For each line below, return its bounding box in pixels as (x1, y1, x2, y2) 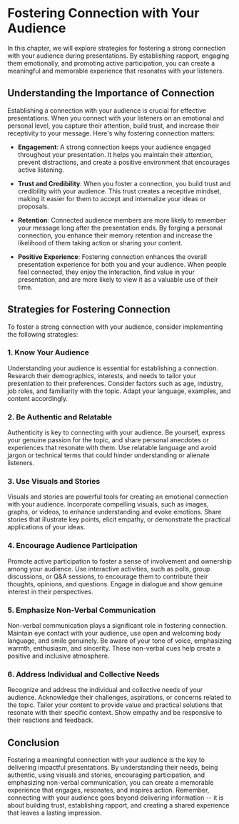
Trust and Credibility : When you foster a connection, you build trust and (17, 179, 231, 188)
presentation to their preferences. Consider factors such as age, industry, (7, 379, 223, 387)
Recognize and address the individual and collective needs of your (7, 686, 203, 694)
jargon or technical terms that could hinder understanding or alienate (7, 451, 210, 459)
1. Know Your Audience (7, 347, 89, 357)
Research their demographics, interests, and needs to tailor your (7, 371, 197, 380)
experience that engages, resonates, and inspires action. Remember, (7, 786, 210, 795)
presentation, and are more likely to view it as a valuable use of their (17, 275, 218, 283)
